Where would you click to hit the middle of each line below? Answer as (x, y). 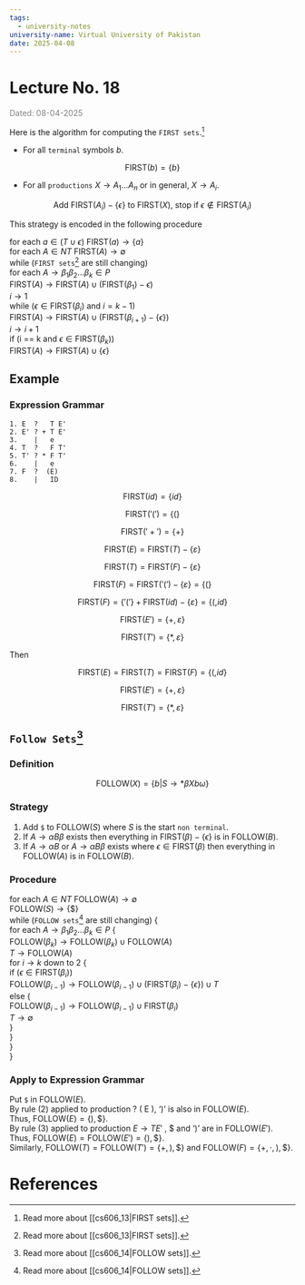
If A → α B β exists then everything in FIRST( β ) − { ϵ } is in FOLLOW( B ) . (150, 837)
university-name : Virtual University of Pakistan (105, 34)
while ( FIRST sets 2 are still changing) (79, 262)
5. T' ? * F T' (38, 456)
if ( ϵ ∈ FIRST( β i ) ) (41, 974)
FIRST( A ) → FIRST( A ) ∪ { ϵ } (59, 351)
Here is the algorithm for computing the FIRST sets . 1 (107, 131)
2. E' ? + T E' (38, 432)
